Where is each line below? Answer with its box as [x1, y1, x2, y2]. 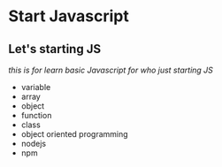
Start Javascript [8, 6, 129, 27]
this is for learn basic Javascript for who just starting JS [8, 65, 214, 75]
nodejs [20, 139, 46, 148]
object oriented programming [20, 129, 129, 139]
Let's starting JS [8, 42, 102, 57]
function [20, 110, 52, 120]
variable [20, 82, 51, 92]
